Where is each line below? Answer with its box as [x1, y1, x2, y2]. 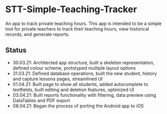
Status [5, 46, 27, 54]
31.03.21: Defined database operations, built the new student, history [12, 70, 157, 76]
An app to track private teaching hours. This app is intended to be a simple [5, 20, 162, 26]
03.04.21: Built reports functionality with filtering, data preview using [12, 92, 156, 98]
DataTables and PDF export [12, 97, 70, 103]
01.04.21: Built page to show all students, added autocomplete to [12, 81, 149, 87]
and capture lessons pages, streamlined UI [12, 75, 103, 82]
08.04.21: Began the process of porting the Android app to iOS [12, 103, 144, 109]
